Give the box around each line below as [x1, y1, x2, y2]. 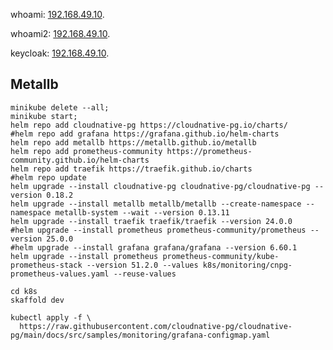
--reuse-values [113, 269, 177, 279]
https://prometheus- [166, 146, 253, 156]
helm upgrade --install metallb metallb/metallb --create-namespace [10, 199, 302, 209]
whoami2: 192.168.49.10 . [10, 28, 111, 39]
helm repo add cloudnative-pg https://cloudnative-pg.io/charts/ [10, 120, 288, 130]
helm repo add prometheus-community [10, 146, 163, 156]
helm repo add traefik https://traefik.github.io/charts [10, 164, 253, 174]
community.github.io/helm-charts [10, 155, 150, 165]
